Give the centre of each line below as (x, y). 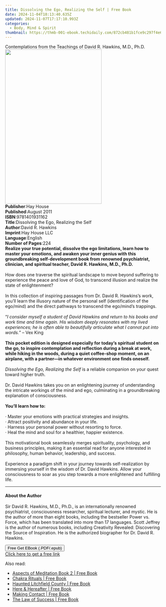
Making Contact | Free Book (41, 594)
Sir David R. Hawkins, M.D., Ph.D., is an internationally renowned (71, 507)
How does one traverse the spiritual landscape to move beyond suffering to (82, 275)
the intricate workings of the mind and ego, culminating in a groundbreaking (83, 390)
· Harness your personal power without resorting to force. (64, 427)
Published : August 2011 (29, 212)
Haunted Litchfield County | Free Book (51, 584)
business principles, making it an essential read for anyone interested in (78, 448)
